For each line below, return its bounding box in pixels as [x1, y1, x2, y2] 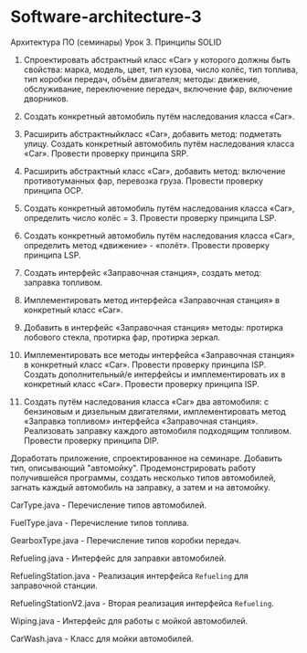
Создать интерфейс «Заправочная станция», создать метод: [23, 267, 261, 278]
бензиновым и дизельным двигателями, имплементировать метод [23, 405, 286, 416]
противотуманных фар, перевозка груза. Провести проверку [23, 175, 264, 186]
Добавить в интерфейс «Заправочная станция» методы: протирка [23, 321, 284, 332]
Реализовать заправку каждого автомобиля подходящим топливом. [23, 425, 291, 436]
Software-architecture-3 [10, 6, 202, 27]
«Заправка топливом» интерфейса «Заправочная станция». [23, 416, 259, 427]
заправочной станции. [10, 580, 99, 591]
